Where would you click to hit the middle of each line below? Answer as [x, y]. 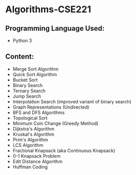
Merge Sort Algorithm [36, 69]
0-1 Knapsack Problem [37, 156]
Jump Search [27, 96]
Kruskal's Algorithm [33, 134]
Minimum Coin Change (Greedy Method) [55, 123]
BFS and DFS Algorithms [39, 112]
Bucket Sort [25, 80]
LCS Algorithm [28, 145]
